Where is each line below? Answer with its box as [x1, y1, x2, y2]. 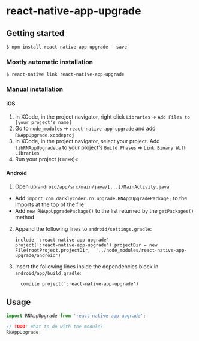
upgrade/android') [14, 252, 61, 258]
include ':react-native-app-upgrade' [14, 237, 110, 243]
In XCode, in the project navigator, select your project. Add [14, 138, 160, 145]
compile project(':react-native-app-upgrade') [20, 280, 139, 287]
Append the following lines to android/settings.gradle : [14, 225, 152, 232]
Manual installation [6, 85, 64, 93]
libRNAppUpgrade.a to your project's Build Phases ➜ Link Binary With [14, 144, 187, 151]
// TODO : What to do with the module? [6, 324, 103, 330]
